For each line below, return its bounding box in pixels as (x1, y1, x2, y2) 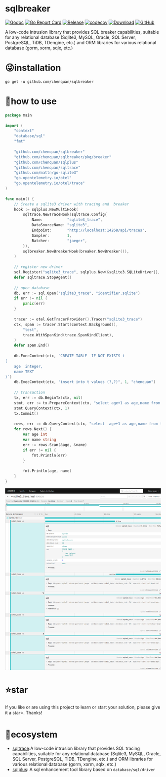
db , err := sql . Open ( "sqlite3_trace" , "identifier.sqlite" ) (14, 291, 140, 296)
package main (5, 113, 32, 118)
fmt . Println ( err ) (31, 453, 68, 458)
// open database (14, 285, 50, 290)
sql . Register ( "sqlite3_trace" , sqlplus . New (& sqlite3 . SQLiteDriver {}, (14, 270, 161, 275)
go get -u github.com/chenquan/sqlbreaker (5, 79, 94, 84)
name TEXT (14, 369, 35, 374)
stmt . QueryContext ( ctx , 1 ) (14, 405, 70, 411)
